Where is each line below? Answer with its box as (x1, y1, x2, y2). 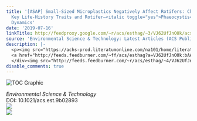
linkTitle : (6, 31, 33, 36)
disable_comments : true (6, 63, 64, 69)
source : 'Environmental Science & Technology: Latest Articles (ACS (6, 36, 177, 42)
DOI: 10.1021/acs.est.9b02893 (6, 97, 78, 104)
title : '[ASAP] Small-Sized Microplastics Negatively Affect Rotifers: (6, 8, 185, 15)
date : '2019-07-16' (6, 25, 54, 31)
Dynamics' (11, 19, 35, 25)
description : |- (6, 42, 46, 48)
